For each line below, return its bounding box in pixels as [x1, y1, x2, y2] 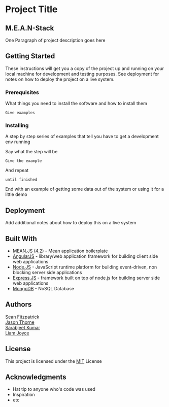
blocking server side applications [12, 269, 82, 276]
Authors [5, 300, 32, 309]
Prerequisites [5, 89, 39, 96]
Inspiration [12, 392, 35, 398]
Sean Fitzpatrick [5, 314, 40, 320]
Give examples [5, 110, 36, 115]
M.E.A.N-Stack [5, 24, 54, 32]
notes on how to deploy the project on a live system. [5, 76, 115, 82]
